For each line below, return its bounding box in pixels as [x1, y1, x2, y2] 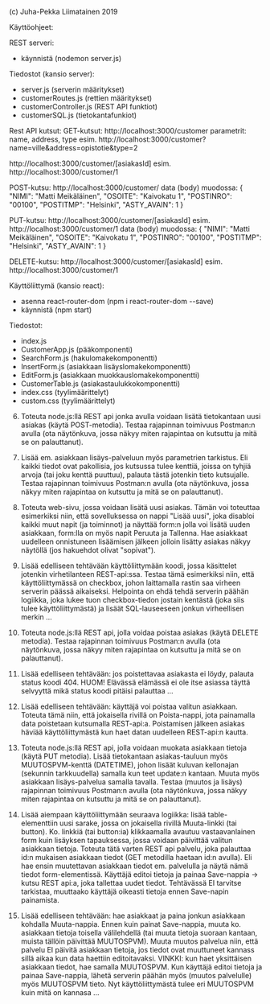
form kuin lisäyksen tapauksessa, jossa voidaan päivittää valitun [20, 836, 233, 845]
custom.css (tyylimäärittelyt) [20, 396, 116, 405]
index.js [20, 336, 47, 345]
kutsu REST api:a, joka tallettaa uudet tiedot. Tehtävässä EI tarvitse [20, 878, 242, 887]
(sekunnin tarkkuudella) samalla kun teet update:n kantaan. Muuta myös [20, 768, 260, 778]
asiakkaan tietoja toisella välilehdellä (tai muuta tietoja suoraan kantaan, [20, 928, 258, 937]
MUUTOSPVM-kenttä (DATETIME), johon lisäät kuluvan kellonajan [20, 760, 239, 769]
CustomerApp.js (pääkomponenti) [20, 345, 133, 354]
